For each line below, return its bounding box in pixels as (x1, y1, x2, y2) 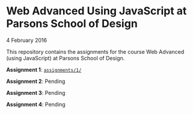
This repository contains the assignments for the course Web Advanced (6, 48, 185, 55)
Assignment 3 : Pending (6, 89, 66, 96)
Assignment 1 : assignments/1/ (6, 66, 82, 73)
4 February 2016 (6, 36, 47, 44)
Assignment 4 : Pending (6, 100, 66, 108)
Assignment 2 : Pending (6, 78, 66, 85)
